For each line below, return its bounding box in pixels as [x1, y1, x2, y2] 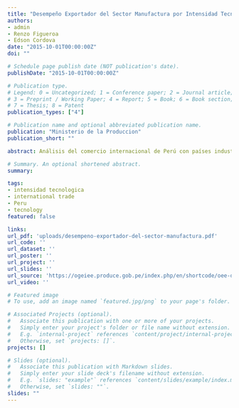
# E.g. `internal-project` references [7, 331, 129, 338]
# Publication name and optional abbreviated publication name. [7, 122, 202, 129]
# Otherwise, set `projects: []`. [7, 337, 116, 345]
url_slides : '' [7, 265, 53, 272]
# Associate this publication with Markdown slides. [7, 363, 174, 370]
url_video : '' [7, 279, 50, 286]
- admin [7, 23, 31, 31]
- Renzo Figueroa [7, 30, 59, 38]
